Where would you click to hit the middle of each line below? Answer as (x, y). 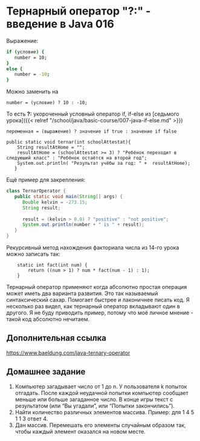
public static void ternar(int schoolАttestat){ (69, 142)
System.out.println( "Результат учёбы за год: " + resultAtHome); (104, 164)
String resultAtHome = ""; (51, 148)
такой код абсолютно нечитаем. (48, 319)
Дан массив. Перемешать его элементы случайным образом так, (100, 425)
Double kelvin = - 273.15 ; (55, 202)
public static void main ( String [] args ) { (68, 197)
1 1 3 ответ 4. (31, 419)
